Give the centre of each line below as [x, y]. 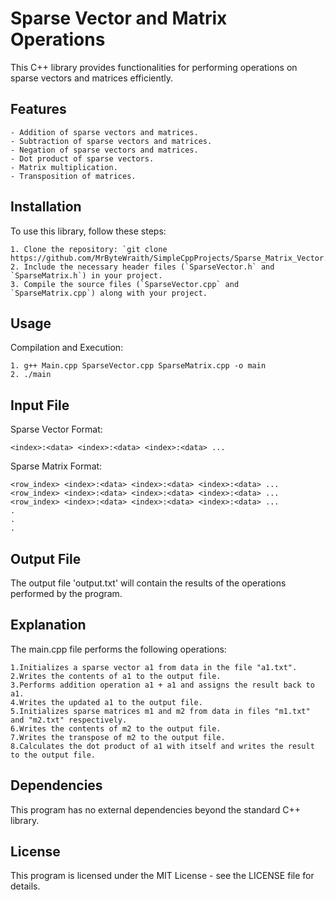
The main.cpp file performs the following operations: [118, 649]
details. [25, 886]
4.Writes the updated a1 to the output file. [106, 702]
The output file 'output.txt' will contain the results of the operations [148, 583]
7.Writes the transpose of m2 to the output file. [118, 737]
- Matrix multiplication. [64, 167]
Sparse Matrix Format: [56, 466]
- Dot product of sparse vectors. [82, 158]
